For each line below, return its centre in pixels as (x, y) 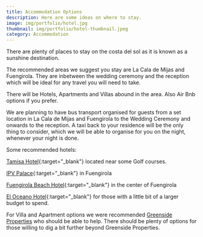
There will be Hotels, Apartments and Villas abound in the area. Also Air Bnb (101, 94)
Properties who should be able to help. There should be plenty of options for (101, 221)
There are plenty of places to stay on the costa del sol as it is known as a (97, 51)
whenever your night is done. (43, 138)
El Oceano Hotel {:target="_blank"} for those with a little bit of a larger (92, 196)
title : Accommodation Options (44, 12)
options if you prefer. (32, 101)
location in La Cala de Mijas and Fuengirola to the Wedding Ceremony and (98, 119)
